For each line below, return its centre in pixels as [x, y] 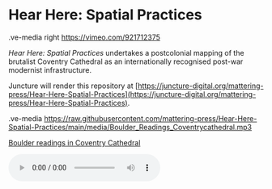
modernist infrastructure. [50, 69]
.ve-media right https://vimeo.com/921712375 [84, 37]
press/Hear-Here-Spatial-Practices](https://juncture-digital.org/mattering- [132, 94]
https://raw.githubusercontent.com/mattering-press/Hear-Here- [151, 118]
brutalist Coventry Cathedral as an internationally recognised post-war [126, 61]
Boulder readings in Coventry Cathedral [74, 142]
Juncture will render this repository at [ [73, 86]
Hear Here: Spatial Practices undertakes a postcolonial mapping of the [126, 52]
